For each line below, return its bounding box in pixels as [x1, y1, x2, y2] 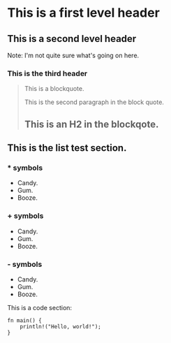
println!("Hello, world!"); [20, 323, 101, 330]
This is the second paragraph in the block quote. [24, 98, 164, 106]
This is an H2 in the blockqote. [24, 118, 159, 130]
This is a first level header [7, 5, 161, 21]
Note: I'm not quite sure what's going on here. [7, 51, 140, 59]
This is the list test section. [7, 142, 127, 154]
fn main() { [7, 316, 42, 324]
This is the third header [7, 68, 88, 78]
